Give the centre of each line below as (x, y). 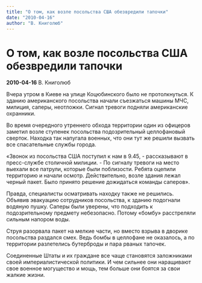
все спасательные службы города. (51, 145)
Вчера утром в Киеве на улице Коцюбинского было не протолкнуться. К (100, 94)
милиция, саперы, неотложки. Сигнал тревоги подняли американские (97, 107)
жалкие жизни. (26, 275)
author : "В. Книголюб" (35, 23)
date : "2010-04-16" (31, 18)
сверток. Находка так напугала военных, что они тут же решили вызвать (100, 138)
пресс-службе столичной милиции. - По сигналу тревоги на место (93, 163)
